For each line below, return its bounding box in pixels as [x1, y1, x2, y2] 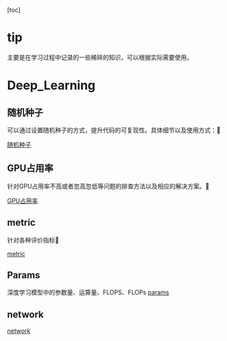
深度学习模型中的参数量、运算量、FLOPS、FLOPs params [7, 288, 170, 296]
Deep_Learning [7, 78, 96, 93]
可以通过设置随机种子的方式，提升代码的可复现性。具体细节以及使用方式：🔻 [7, 126, 221, 134]
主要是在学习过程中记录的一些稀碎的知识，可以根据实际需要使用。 [7, 53, 193, 61]
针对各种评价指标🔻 [7, 236, 59, 244]
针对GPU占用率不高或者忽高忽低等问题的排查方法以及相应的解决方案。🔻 [7, 181, 210, 190]
